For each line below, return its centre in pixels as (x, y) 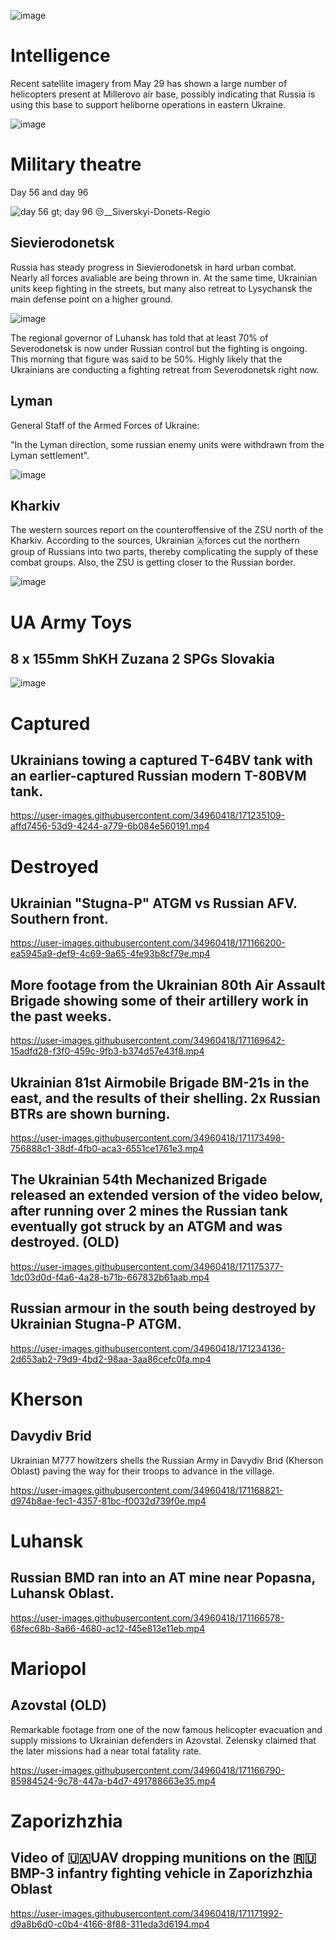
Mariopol (48, 1668)
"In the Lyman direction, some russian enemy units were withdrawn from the (167, 444)
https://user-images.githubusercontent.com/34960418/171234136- (148, 1348)
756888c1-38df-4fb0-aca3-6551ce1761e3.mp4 (107, 1148)
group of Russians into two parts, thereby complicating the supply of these (164, 552)
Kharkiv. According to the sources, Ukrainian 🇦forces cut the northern (155, 541)
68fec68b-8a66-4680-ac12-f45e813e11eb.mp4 (108, 1628)
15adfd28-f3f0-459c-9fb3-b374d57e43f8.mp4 (107, 1051)
